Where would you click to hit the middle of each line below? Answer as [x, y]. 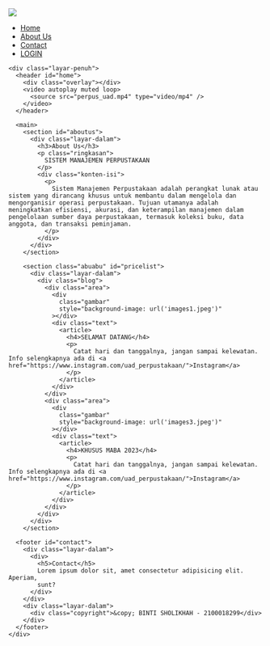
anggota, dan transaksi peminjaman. [70, 224]
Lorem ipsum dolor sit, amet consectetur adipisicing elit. [141, 571]
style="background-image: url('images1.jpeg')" [141, 309]
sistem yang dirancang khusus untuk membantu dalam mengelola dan [122, 196]
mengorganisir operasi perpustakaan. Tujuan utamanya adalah [114, 203]
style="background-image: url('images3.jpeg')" [141, 422]
